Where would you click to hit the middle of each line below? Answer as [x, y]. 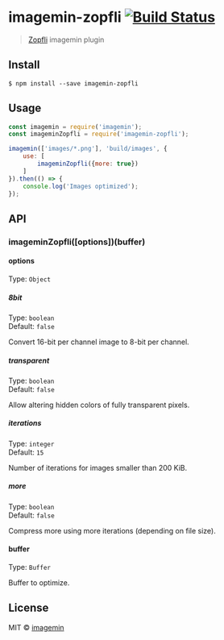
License [29, 608]
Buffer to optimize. [39, 583]
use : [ [34, 156]
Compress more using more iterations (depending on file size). [112, 530]
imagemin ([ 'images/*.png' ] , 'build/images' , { [88, 149]
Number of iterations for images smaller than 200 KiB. [98, 468]
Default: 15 [26, 452]
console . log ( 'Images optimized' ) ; [81, 186]
